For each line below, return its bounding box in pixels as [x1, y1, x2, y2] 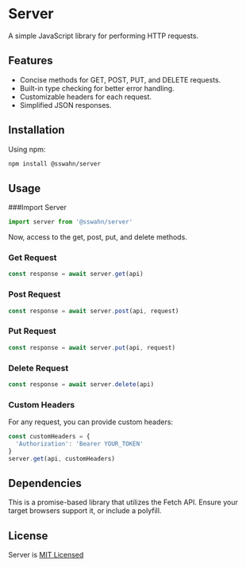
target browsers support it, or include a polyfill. [8, 506, 162, 515]
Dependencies [8, 477, 82, 490]
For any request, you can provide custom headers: [8, 417, 173, 427]
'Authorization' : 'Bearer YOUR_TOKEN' [15, 439, 144, 448]
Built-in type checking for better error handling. [19, 83, 175, 93]
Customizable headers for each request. [19, 92, 152, 102]
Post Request [8, 289, 61, 300]
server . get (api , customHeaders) [8, 454, 115, 462]
